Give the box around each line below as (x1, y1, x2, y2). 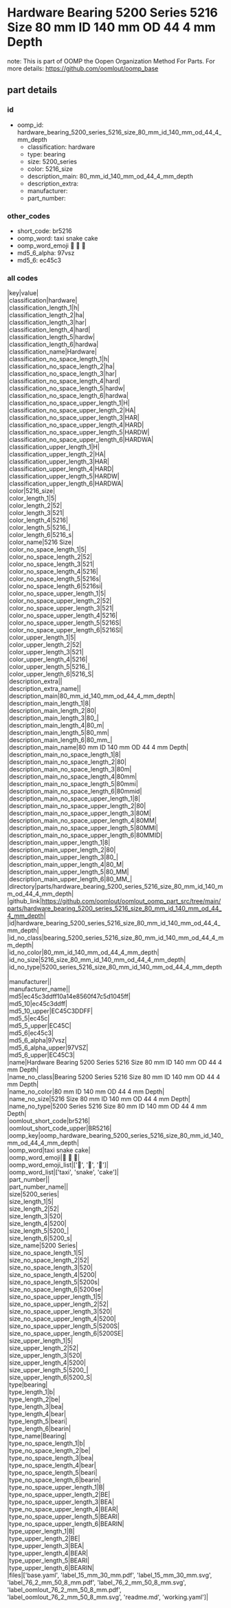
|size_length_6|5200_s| (7, 1234, 72, 1243)
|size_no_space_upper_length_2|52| (7, 1300, 109, 1308)
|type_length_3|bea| (7, 1403, 64, 1411)
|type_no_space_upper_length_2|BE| (7, 1491, 111, 1499)
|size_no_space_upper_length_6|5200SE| (7, 1329, 124, 1338)
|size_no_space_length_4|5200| (7, 1271, 97, 1279)
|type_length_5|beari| (7, 1417, 67, 1425)
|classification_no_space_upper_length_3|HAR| (7, 414, 140, 422)
